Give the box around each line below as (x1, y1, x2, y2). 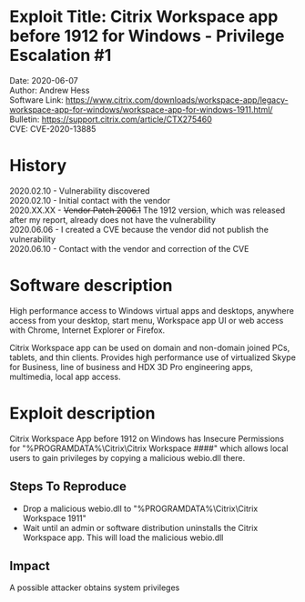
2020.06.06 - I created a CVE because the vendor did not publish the (9, 224, 269, 235)
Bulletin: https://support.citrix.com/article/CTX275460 (9, 114, 212, 125)
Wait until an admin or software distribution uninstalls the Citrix (22, 522, 259, 533)
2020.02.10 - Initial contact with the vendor (9, 195, 171, 206)
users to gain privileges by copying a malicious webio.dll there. (9, 452, 246, 463)
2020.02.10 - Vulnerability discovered (9, 185, 150, 196)
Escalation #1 (9, 45, 112, 65)
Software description (9, 276, 173, 296)
